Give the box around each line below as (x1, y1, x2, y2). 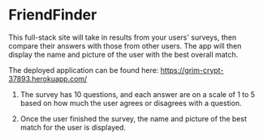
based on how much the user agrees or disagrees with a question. (19, 98, 242, 108)
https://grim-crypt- (160, 65, 224, 74)
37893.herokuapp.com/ (8, 74, 88, 83)
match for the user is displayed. (19, 122, 127, 132)
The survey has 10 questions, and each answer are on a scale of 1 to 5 (19, 89, 256, 99)
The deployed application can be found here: (8, 65, 159, 74)
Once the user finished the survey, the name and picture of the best (19, 113, 248, 123)
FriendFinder (8, 6, 97, 24)
